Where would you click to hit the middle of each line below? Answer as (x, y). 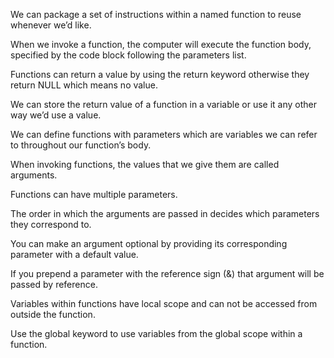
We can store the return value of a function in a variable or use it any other (163, 104)
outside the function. (53, 314)
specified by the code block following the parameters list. (128, 55)
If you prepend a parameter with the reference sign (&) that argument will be (167, 273)
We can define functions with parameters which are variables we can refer (164, 134)
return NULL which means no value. (84, 85)
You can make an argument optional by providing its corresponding (149, 243)
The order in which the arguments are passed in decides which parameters (165, 213)
